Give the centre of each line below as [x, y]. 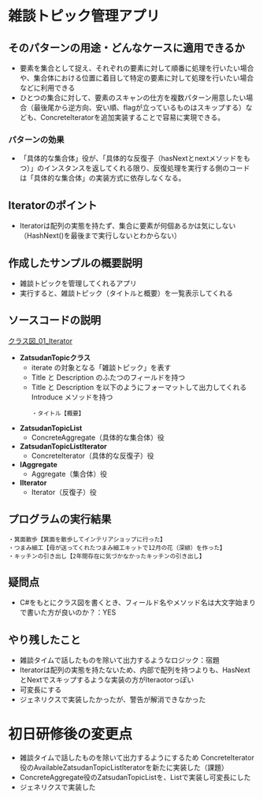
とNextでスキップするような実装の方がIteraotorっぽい [107, 680]
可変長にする [40, 689]
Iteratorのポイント [53, 205]
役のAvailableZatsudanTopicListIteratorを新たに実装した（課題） [124, 767]
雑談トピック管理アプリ [84, 16]
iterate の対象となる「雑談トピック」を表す [101, 367]
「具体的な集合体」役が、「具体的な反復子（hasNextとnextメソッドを [131, 158]
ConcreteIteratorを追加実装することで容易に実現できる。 [133, 117]
